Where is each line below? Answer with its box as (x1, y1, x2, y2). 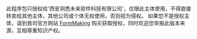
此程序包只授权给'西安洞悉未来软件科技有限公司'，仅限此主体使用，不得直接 (6, 5, 192, 12)
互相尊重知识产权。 (16, 27, 63, 34)
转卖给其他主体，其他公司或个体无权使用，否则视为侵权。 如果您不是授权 (6, 12, 185, 19)
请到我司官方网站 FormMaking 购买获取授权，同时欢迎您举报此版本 (16, 20, 180, 26)
